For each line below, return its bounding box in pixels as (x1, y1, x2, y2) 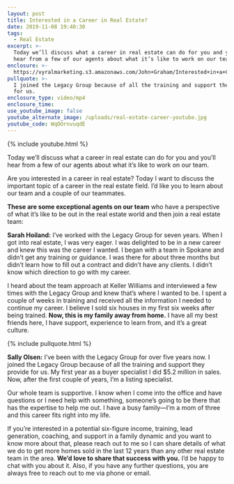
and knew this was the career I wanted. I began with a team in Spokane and (7, 245, 224, 254)
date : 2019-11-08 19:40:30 (7, 23, 86, 30)
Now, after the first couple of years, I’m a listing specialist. (7, 375, 174, 384)
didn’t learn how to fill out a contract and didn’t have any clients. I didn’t (7, 260, 212, 269)
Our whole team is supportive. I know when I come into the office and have (7, 388, 222, 397)
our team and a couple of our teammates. (7, 189, 127, 197)
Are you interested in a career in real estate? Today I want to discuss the (7, 174, 214, 182)
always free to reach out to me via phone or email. (7, 469, 151, 477)
